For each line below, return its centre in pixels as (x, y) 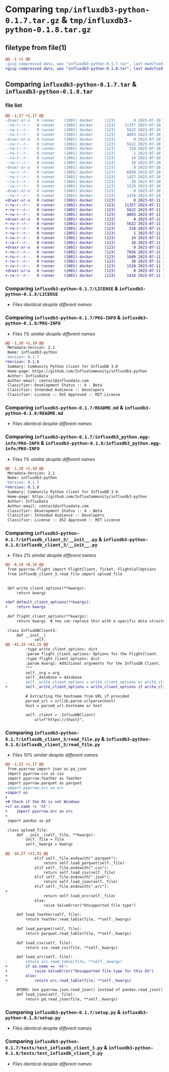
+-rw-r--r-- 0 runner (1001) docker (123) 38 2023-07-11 (83, 261)
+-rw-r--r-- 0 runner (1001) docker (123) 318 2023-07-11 (83, 228)
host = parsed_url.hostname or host (64, 706)
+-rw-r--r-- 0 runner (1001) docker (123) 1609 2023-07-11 (83, 257)
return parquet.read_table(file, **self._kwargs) (78, 934)
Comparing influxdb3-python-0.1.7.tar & (71, 84)
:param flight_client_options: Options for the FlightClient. (92, 654)
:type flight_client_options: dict (63, 659)
